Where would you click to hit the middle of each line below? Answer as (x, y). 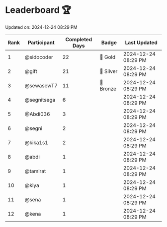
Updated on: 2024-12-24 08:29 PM (42, 27)
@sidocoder (39, 57)
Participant (41, 42)
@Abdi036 (38, 114)
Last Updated (141, 42)
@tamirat (35, 171)
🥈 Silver (109, 71)
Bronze (108, 89)
